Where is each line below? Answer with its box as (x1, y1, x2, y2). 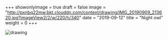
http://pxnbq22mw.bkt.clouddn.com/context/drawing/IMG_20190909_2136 (7, 9, 162, 15)
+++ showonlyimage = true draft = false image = (5, 4, 106, 10)
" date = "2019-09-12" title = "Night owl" (79, 15, 163, 20)
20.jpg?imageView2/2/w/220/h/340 (5, 15, 79, 20)
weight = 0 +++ (5, 20, 38, 26)
